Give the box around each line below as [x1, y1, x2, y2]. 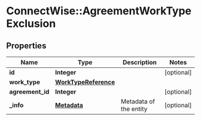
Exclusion [6, 17, 56, 30]
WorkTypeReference [54, 78, 115, 86]
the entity [120, 105, 148, 113]
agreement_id [9, 88, 50, 96]
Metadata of [120, 97, 156, 106]
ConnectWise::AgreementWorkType [6, 4, 192, 18]
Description [122, 58, 157, 66]
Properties [6, 41, 47, 51]
